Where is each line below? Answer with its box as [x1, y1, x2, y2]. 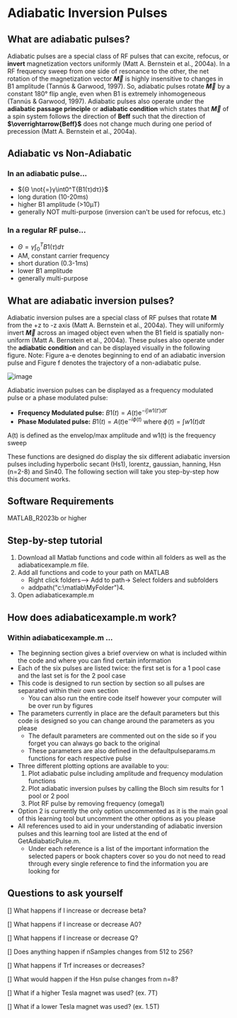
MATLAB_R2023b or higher [7, 514, 87, 522]
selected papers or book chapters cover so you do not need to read [28, 852, 226, 860]
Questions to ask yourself [7, 887, 124, 900]
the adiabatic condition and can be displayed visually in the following [7, 343, 211, 352]
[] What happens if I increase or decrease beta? [7, 906, 146, 915]
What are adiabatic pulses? [7, 33, 130, 45]
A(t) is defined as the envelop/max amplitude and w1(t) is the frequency [7, 430, 216, 440]
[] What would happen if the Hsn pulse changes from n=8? [7, 975, 178, 983]
